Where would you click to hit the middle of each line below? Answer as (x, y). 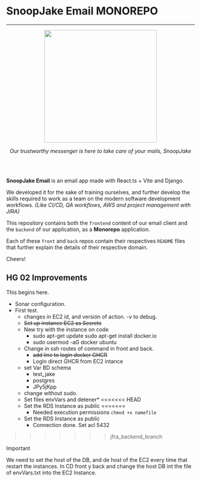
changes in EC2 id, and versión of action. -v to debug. (90, 317)
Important (18, 448)
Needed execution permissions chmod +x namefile (95, 412)
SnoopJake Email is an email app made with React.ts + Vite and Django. (95, 181)
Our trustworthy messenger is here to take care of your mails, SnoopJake (100, 151)
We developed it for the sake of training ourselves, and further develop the (98, 192)
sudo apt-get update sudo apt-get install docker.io (95, 336)
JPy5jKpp (45, 387)
